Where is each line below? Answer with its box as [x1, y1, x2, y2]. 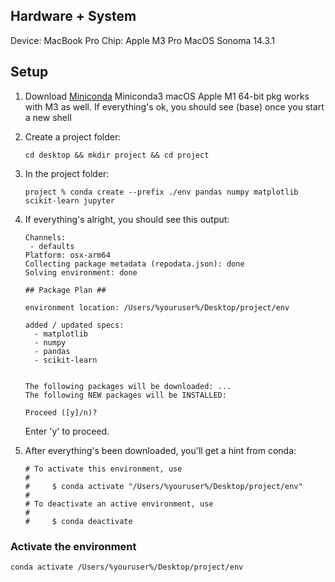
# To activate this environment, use [24, 464, 183, 474]
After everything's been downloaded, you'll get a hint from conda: [24, 444, 297, 456]
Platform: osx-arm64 [24, 250, 111, 260]
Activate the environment [10, 539, 137, 553]
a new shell [24, 111, 72, 123]
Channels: [24, 232, 67, 243]
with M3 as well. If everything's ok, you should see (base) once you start [24, 100, 325, 113]
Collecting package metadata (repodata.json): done [24, 259, 245, 269]
